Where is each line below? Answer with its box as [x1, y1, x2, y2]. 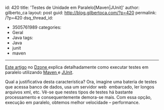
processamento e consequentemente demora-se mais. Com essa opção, [5, 94, 152, 100]
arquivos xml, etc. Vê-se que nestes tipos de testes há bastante [5, 89, 133, 95]
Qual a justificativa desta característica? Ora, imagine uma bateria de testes [5, 79, 157, 85]
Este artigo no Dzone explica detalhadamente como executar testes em [5, 64, 149, 70]
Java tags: [12, 35, 33, 40]
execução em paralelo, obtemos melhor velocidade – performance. [5, 100, 140, 105]
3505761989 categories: [12, 24, 61, 30]
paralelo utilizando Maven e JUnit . [5, 70, 74, 75]
